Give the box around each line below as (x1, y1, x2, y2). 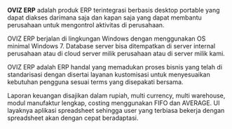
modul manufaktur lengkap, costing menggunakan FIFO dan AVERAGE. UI (7, 99, 220, 107)
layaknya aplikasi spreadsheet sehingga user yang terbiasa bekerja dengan (7, 107, 225, 114)
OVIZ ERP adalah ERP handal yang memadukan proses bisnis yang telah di (7, 63, 223, 71)
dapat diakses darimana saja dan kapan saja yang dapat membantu (7, 13, 202, 22)
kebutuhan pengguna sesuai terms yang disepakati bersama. (7, 78, 184, 86)
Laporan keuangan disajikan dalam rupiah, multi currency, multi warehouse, (7, 91, 226, 100)
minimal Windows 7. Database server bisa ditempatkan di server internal (7, 42, 216, 50)
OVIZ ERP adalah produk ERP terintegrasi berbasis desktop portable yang (7, 6, 220, 14)
